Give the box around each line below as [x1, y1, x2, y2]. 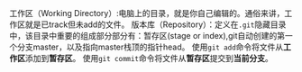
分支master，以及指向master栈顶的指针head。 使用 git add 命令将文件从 [16, 41, 284, 52]
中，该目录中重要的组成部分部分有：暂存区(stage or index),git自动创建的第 [9, 31, 286, 40]
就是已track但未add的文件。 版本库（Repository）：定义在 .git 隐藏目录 [24, 19, 287, 30]
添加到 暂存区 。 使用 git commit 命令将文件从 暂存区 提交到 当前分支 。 [25, 53, 273, 63]
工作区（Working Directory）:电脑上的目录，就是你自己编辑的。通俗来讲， [9, 8, 285, 18]
